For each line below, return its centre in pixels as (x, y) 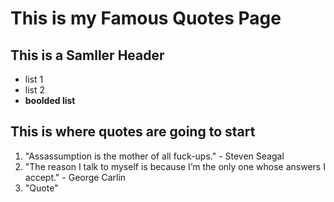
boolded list (50, 100)
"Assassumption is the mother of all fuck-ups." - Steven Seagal (154, 156)
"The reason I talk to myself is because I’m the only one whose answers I (175, 166)
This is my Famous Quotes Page (146, 18)
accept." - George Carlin (75, 177)
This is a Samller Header (87, 55)
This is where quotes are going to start (133, 132)
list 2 (35, 90)
